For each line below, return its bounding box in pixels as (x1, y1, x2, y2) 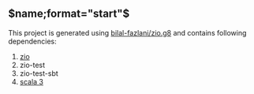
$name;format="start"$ (8, 7, 130, 21)
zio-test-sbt (19, 68, 59, 78)
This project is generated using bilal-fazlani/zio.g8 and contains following (8, 28, 247, 37)
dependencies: (8, 36, 57, 46)
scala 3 (19, 77, 44, 86)
